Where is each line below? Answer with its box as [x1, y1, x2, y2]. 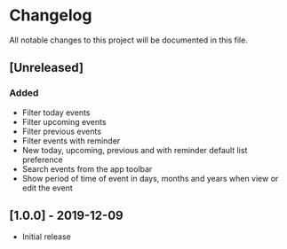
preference [21, 154, 64, 165]
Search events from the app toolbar [21, 163, 153, 174]
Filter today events [21, 107, 91, 118]
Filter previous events [21, 126, 102, 136]
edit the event [21, 183, 73, 193]
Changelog [9, 5, 92, 26]
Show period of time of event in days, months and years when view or [21, 173, 279, 183]
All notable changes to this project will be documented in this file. [9, 35, 249, 45]
